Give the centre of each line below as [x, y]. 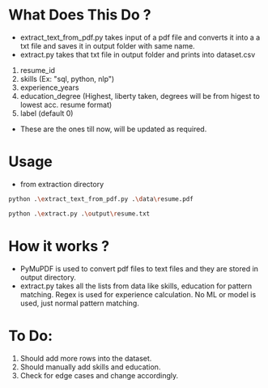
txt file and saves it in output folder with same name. [108, 45]
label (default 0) [47, 113]
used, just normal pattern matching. [79, 303]
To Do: [31, 336]
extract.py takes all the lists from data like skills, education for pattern [136, 286]
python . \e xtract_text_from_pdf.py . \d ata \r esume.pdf [101, 199]
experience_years [49, 87]
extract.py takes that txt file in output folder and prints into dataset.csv [138, 54]
